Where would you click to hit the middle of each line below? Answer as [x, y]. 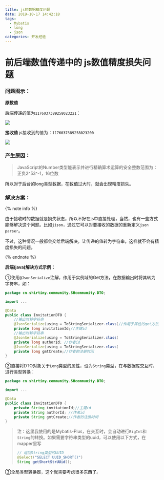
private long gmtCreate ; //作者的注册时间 [54, 351]
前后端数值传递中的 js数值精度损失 [74, 63]
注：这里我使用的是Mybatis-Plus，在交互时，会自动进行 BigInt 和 [82, 431]
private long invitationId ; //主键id [50, 329]
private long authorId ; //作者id [47, 342]
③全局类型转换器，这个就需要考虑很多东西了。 [53, 472]
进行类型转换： [20, 372]
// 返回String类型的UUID [41, 453]
